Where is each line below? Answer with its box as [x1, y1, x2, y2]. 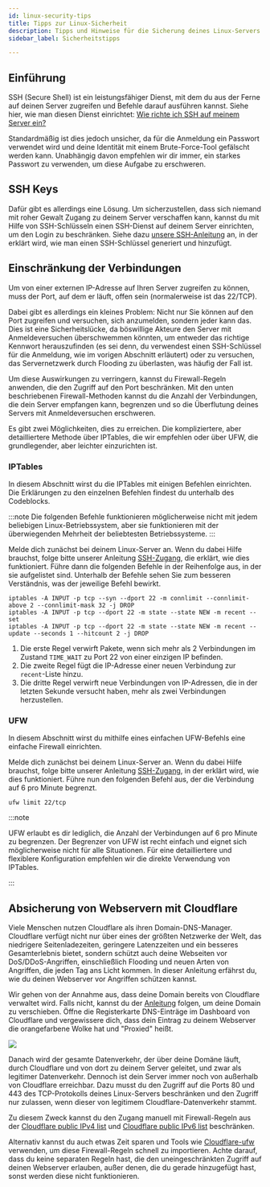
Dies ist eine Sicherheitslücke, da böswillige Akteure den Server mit [8, 324, 231, 334]
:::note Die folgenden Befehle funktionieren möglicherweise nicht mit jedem [8, 512, 258, 521]
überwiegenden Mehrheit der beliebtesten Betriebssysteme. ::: [8, 529, 215, 538]
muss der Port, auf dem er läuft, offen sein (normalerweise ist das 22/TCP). [8, 291, 257, 301]
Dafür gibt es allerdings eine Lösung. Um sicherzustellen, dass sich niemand [8, 204, 262, 213]
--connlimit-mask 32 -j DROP [37, 601, 135, 609]
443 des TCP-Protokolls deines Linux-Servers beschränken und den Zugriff [8, 1089, 259, 1098]
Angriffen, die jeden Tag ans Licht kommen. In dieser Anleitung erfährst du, [8, 966, 257, 975]
